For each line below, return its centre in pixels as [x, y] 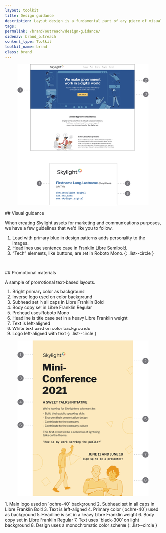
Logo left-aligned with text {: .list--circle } [54, 334]
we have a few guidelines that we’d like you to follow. [59, 228]
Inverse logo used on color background [52, 297]
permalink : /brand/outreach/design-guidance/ [53, 31]
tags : [11, 26]
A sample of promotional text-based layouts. [50, 282]
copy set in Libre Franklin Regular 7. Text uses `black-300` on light [72, 520]
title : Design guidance [30, 16]
